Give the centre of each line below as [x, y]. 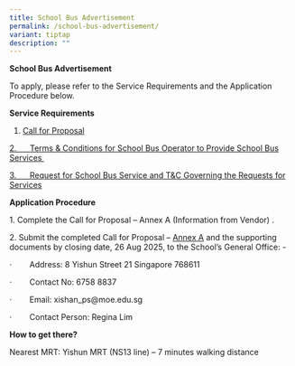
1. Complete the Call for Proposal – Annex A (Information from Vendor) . [142, 220]
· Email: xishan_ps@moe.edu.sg [76, 300]
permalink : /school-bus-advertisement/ [84, 26]
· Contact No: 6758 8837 [63, 282]
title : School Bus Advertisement [72, 18]
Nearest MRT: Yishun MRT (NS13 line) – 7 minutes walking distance [134, 352]
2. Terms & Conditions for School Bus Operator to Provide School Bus [144, 148]
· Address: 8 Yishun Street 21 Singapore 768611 [105, 265]
